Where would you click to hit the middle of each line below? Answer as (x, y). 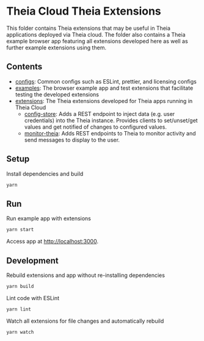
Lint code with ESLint (33, 298)
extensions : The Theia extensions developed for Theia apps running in (104, 101)
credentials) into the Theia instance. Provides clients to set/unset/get (111, 120)
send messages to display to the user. (72, 140)
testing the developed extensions (57, 94)
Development (33, 260)
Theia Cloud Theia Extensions (84, 11)
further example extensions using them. (56, 48)
